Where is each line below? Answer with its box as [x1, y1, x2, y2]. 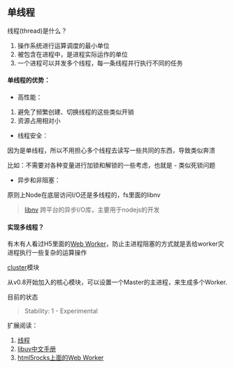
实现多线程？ [7, 223, 44, 231]
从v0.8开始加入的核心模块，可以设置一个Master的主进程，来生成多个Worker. [7, 278, 228, 286]
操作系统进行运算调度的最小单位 [17, 41, 110, 50]
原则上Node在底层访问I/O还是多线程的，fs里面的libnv [7, 191, 161, 199]
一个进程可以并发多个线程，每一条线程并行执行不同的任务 [17, 59, 183, 67]
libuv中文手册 [17, 345, 57, 353]
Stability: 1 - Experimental [24, 307, 98, 316]
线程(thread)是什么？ [7, 27, 68, 35]
